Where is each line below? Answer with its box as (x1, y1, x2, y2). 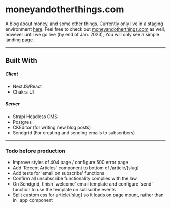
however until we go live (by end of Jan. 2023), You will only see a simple (5, 31, 159, 37)
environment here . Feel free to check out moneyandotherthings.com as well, (5, 26, 165, 32)
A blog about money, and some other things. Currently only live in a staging (5, 20, 163, 27)
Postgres (12, 119, 32, 125)
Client (5, 71, 19, 77)
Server (5, 101, 20, 107)
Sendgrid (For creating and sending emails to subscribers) (12, 130, 135, 136)
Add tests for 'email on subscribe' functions (12, 170, 105, 176)
